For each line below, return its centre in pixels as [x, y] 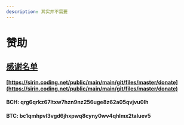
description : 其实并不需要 [37, 12]
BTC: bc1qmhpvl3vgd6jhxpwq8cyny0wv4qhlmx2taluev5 [79, 115]
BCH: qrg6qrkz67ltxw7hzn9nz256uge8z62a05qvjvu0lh [77, 102]
